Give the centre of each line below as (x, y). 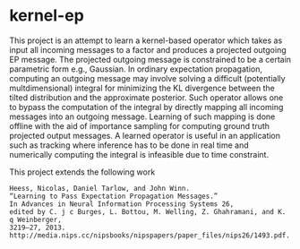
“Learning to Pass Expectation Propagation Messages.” (114, 196)
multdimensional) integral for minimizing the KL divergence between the (142, 88)
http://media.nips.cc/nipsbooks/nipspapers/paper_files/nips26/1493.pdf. (150, 235)
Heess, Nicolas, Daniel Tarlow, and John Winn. (100, 188)
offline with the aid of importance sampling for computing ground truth (140, 125)
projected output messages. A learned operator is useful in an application (145, 135)
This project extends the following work (82, 172)
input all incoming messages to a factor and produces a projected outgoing (148, 49)
